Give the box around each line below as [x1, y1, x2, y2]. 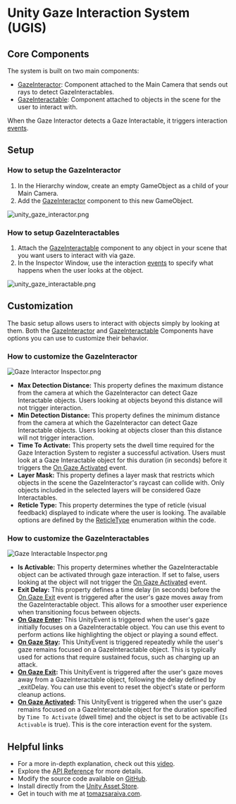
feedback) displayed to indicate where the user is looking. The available [17, 509, 227, 517]
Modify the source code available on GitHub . [17, 774, 148, 783]
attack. [17, 660, 38, 669]
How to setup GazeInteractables [7, 228, 120, 237]
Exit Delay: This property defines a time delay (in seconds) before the [17, 586, 221, 594]
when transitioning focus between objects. [17, 608, 142, 617]
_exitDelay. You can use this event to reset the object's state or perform [17, 683, 225, 691]
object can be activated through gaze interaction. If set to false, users [17, 571, 220, 579]
